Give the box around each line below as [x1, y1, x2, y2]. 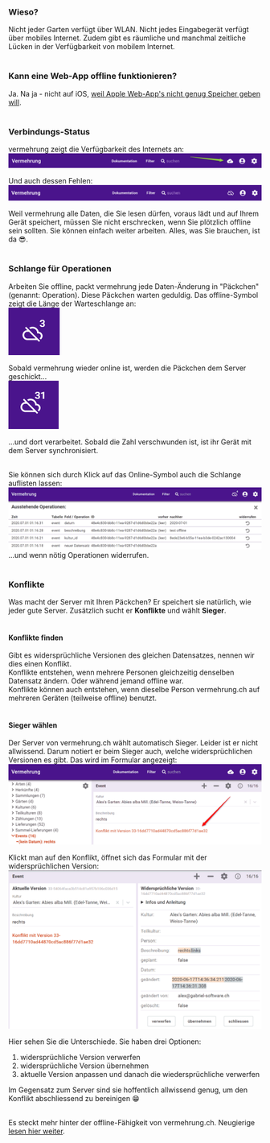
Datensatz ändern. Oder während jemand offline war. [8, 676, 184, 686]
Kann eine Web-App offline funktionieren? [8, 71, 178, 82]
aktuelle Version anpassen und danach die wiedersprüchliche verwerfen [19, 1070, 260, 1079]
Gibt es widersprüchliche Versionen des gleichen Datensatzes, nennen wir [8, 650, 255, 660]
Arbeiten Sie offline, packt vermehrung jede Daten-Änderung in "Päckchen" [8, 281, 260, 291]
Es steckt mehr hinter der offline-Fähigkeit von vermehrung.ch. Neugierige [8, 1118, 256, 1128]
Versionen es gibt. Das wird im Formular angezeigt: [8, 755, 178, 765]
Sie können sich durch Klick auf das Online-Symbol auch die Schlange [8, 469, 242, 479]
